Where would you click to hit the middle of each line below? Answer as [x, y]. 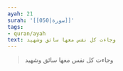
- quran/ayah [27, 33]
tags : [15, 27]
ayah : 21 [20, 14]
